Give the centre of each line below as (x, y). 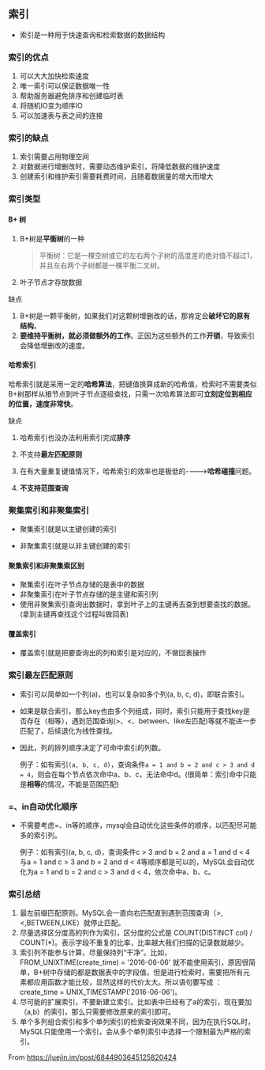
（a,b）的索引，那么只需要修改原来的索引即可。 (97, 1012)
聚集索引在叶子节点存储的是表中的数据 (82, 585)
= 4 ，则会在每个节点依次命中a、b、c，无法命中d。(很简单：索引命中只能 (138, 774)
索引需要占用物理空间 (54, 157)
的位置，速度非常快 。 (43, 404)
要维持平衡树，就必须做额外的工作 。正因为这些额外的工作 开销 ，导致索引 (137, 336)
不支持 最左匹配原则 (51, 454)
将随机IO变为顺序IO (51, 106)
